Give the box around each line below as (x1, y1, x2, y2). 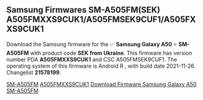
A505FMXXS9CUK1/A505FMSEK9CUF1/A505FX (6, 15, 196, 25)
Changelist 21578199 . (6, 68, 61, 76)
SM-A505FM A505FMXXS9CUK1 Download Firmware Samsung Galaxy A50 (6, 80, 197, 88)
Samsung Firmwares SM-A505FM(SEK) (6, 5, 161, 15)
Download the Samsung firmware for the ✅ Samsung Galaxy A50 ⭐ (6, 40, 177, 48)
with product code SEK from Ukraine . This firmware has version (30, 49, 193, 57)
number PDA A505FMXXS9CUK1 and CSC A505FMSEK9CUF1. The (6, 55, 177, 63)
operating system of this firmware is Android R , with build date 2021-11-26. (6, 62, 196, 70)
